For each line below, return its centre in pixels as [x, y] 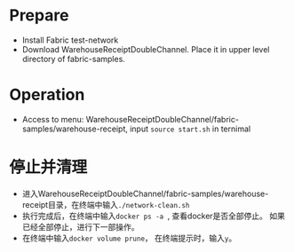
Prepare [39, 16]
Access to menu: [53, 119]
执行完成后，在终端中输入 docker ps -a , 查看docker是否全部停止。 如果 [154, 216]
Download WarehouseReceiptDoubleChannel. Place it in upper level [146, 49]
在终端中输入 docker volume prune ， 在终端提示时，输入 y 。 [129, 238]
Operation [47, 95]
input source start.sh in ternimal [191, 129]
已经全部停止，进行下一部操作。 [80, 226]
